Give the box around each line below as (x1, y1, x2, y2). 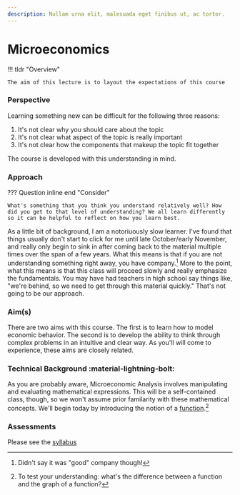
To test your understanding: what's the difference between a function (17, 472, 223, 481)
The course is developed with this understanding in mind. (7, 154, 176, 163)
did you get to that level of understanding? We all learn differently (7, 209, 225, 216)
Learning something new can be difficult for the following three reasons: (7, 111, 220, 120)
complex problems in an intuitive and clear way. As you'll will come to (7, 339, 212, 347)
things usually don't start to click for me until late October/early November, (7, 235, 227, 244)
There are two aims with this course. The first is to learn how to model (7, 323, 214, 332)
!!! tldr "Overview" (7, 65, 61, 74)
